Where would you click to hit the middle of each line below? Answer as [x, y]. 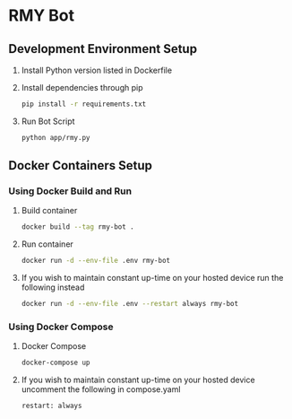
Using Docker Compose [61, 327]
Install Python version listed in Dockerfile [96, 70]
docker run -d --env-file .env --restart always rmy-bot [130, 304]
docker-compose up [56, 363]
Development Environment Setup [103, 49]
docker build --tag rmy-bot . [78, 227]
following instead [53, 287]
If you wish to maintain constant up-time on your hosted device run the [152, 278]
